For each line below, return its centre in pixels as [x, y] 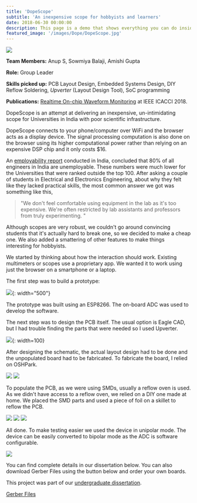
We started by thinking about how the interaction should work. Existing [91, 257]
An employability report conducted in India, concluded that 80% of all [90, 161]
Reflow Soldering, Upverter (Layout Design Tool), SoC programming [88, 90]
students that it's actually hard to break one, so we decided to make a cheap [98, 233]
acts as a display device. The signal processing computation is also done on [98, 137]
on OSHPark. [22, 364]
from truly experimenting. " [53, 216]
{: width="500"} [31, 293]
